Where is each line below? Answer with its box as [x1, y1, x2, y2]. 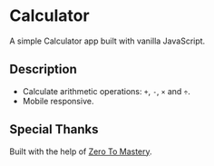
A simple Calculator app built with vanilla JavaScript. [9, 35, 206, 46]
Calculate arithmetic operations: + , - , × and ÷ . [22, 85, 190, 96]
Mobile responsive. [22, 95, 94, 106]
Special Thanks [9, 122, 99, 137]
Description [9, 62, 77, 77]
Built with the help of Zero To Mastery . [9, 146, 152, 157]
